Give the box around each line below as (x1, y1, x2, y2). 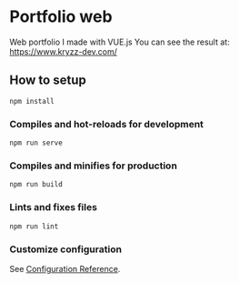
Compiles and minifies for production (9, 159, 177, 172)
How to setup (9, 73, 86, 88)
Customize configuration (9, 243, 123, 256)
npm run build (9, 180, 64, 189)
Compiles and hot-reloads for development (9, 117, 204, 130)
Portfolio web (9, 6, 113, 27)
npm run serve (9, 138, 64, 147)
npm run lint (9, 221, 59, 231)
